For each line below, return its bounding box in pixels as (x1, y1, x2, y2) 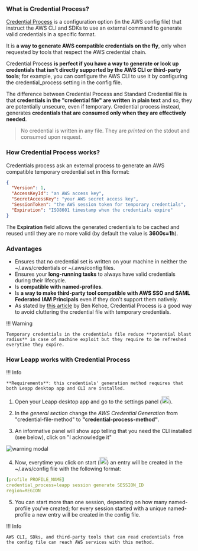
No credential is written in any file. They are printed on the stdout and (20, 127, 190, 135)
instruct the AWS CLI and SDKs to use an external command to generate (6, 24, 182, 31)
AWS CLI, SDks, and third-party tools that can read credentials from (6, 534, 184, 540)
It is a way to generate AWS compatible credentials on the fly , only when (6, 42, 187, 49)
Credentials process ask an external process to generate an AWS (6, 162, 165, 169)
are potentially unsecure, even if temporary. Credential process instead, (6, 103, 181, 110)
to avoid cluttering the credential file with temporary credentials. (14, 308, 171, 316)
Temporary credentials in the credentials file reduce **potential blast (6, 332, 192, 337)
